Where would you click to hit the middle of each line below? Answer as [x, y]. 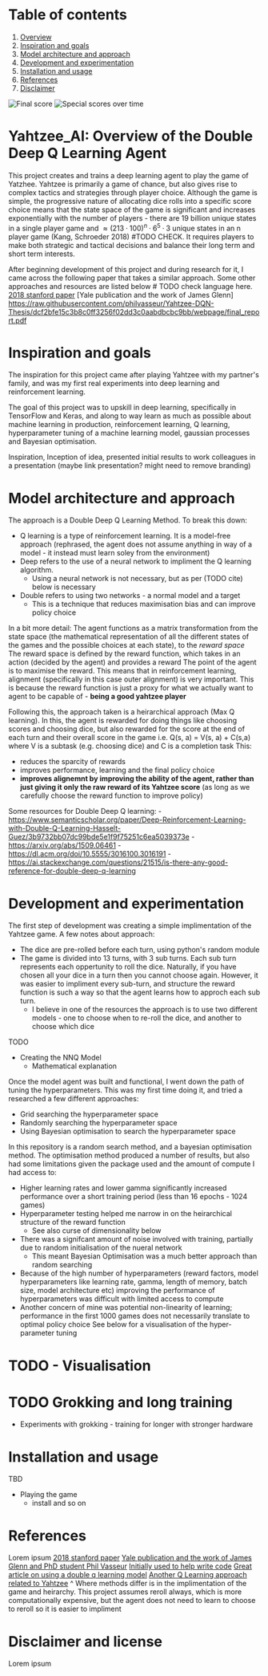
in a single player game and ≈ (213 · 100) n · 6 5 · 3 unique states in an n [125, 227]
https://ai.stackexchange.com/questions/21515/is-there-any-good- [118, 862]
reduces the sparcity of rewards [73, 762]
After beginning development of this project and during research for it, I [126, 269]
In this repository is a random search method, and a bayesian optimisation [130, 1147]
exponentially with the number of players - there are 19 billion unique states [132, 218]
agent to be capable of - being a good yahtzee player [97, 697]
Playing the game [48, 1495]
